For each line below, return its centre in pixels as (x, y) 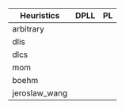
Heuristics (40, 15)
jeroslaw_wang (40, 93)
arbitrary (28, 29)
